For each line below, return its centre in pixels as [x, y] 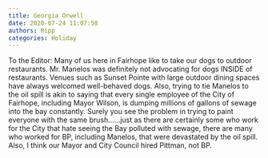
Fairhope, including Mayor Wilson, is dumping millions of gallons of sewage [133, 103]
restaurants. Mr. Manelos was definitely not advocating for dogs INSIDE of [130, 69]
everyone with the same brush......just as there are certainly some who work [133, 120]
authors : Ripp [32, 30]
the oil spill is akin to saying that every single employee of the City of [121, 95]
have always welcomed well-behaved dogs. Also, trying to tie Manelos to [129, 86]
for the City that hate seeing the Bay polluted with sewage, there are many [131, 128]
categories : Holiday [43, 38]
